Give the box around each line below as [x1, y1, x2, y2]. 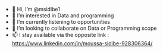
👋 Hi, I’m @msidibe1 [11, 6, 61, 13]
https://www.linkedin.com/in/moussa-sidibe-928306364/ [11, 40, 153, 47]
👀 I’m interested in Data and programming [11, 12, 114, 19]
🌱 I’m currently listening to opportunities [11, 18, 110, 25]
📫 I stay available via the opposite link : [11, 32, 109, 38]
